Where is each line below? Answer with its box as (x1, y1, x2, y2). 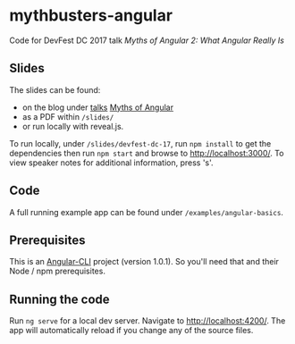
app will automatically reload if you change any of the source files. (9, 325, 254, 336)
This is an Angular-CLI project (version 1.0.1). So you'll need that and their (9, 256, 280, 267)
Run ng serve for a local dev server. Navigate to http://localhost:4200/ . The (9, 315, 286, 326)
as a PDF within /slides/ (21, 111, 114, 122)
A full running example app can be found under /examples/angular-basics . (9, 206, 284, 217)
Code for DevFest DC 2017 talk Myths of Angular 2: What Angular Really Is (9, 35, 284, 46)
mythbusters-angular (9, 5, 173, 26)
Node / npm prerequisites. (9, 265, 105, 277)
